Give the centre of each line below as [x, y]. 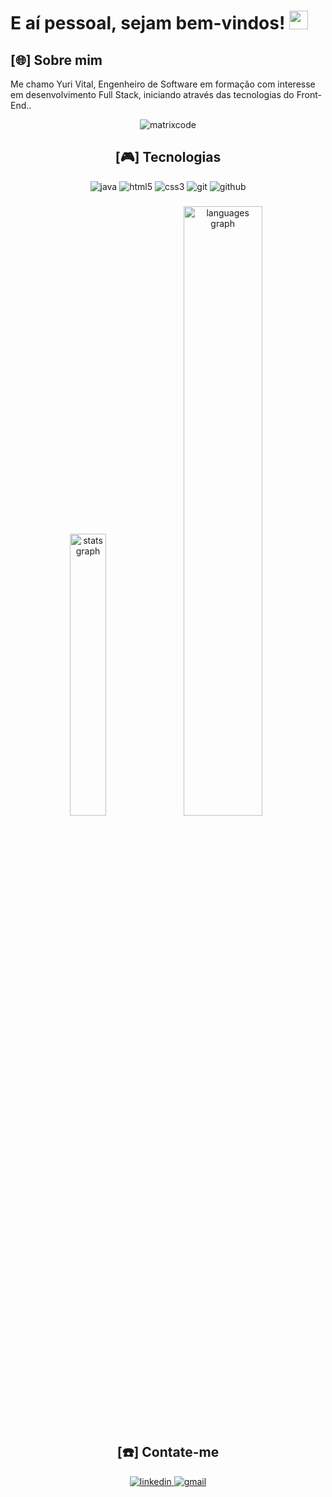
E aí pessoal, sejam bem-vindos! [148, 23]
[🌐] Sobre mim [56, 60]
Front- [309, 94]
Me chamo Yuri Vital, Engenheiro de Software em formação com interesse [163, 84]
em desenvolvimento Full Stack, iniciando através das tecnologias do [152, 94]
